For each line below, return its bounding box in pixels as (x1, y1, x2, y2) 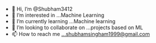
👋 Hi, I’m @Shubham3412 (11, 6, 73, 12)
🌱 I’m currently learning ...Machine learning (11, 18, 116, 24)
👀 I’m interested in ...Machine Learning (11, 12, 105, 19)
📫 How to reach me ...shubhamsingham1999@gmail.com (11, 31, 150, 37)
